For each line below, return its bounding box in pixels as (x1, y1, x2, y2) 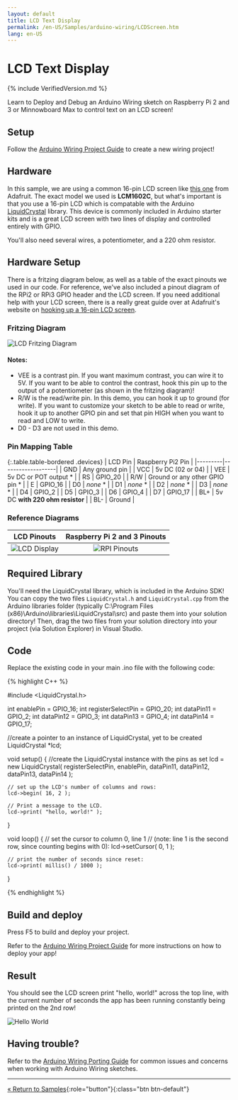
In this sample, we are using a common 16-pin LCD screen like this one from (7, 184, 229, 192)
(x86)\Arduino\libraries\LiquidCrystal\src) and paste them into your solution (7, 609, 227, 617)
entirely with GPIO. (7, 221, 62, 231)
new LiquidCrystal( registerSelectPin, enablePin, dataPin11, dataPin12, (7, 762, 210, 771)
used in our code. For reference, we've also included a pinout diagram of (7, 282, 220, 291)
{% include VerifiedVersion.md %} (7, 84, 108, 93)
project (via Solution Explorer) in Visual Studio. (7, 624, 143, 632)
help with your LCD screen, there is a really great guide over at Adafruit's (7, 297, 220, 306)
